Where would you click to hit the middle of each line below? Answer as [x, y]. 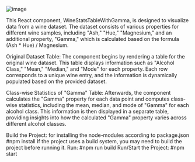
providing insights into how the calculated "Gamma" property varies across [96, 118]
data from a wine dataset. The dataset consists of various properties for [93, 27]
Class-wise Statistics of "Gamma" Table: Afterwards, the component [88, 93]
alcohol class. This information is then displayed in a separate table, [88, 111]
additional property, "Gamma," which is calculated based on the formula [93, 39]
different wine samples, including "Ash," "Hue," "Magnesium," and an [89, 33]
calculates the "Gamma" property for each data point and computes [88, 99]
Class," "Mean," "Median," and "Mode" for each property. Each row [87, 69]
